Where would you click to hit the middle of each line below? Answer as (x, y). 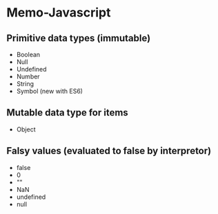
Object (26, 129)
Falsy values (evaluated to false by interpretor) (109, 151)
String (25, 84)
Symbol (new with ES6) (50, 91)
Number (28, 76)
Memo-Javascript (59, 13)
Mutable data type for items (67, 113)
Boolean (28, 54)
